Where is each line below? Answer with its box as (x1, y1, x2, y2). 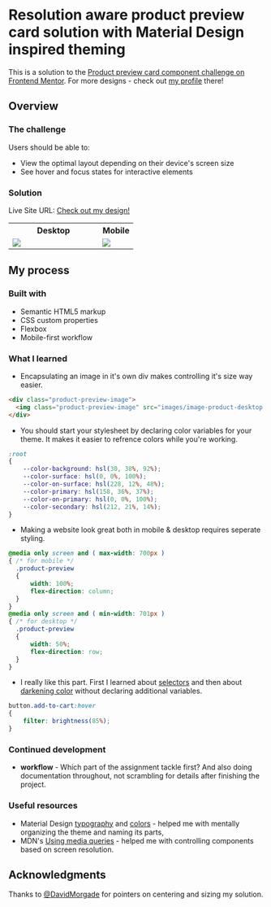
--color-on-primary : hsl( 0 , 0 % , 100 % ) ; (23, 495, 158, 504)
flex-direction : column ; (29, 587, 114, 595)
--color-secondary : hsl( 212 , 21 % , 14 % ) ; (23, 503, 161, 511)
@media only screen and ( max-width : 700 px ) (8, 549, 165, 558)
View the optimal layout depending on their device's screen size (19, 158, 234, 168)
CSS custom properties (19, 315, 99, 325)
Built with (8, 288, 47, 299)
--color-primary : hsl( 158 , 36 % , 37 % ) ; (23, 487, 154, 495)
